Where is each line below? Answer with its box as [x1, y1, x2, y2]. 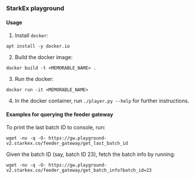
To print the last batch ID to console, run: [6, 124, 106, 131]
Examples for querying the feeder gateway [6, 110, 113, 118]
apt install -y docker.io [6, 43, 70, 50]
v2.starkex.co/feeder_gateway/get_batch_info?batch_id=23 [6, 167, 152, 174]
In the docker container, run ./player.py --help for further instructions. [14, 97, 190, 105]
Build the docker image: [14, 54, 73, 61]
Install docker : [14, 32, 48, 39]
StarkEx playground [6, 4, 64, 12]
